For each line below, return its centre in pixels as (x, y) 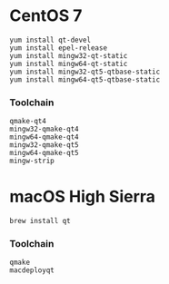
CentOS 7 (46, 16)
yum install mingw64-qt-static (69, 64)
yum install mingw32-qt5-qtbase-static (85, 72)
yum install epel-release (58, 48)
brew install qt (40, 221)
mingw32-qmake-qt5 (44, 145)
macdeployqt (32, 270)
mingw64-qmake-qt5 (44, 153)
